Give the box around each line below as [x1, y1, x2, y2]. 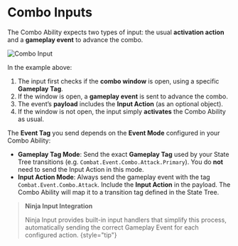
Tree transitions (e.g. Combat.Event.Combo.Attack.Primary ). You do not [17, 158, 224, 166]
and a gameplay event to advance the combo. [7, 35, 144, 43]
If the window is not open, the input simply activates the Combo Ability [17, 107, 226, 116]
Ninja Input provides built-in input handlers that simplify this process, [24, 215, 227, 224]
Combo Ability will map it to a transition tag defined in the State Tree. [17, 188, 220, 196]
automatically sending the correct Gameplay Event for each [24, 222, 199, 232]
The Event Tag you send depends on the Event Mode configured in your [7, 128, 220, 137]
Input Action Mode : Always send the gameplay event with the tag [17, 173, 211, 181]
